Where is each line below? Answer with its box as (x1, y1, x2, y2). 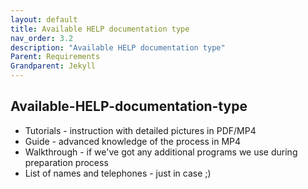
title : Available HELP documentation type (10, 24, 190, 34)
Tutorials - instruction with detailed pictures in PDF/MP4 (24, 124, 257, 136)
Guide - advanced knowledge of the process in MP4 (24, 135, 242, 147)
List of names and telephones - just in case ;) (24, 167, 212, 179)
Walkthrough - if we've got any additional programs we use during (24, 146, 298, 158)
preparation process (24, 156, 109, 168)
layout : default (10, 14, 78, 25)
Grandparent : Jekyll (10, 61, 97, 71)
